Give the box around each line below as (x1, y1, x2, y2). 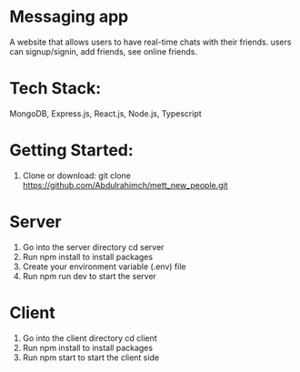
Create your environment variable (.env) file (22, 261, 186, 272)
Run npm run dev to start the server (22, 270, 157, 281)
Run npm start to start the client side (22, 352, 160, 363)
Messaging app (9, 6, 129, 27)
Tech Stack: (9, 78, 102, 99)
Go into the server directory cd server (22, 241, 165, 252)
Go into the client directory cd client (22, 332, 157, 343)
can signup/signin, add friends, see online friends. (9, 45, 198, 56)
